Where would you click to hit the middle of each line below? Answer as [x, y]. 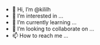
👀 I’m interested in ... [38, 16]
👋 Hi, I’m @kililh [32, 9]
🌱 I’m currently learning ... [44, 22]
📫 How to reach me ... [40, 36]
